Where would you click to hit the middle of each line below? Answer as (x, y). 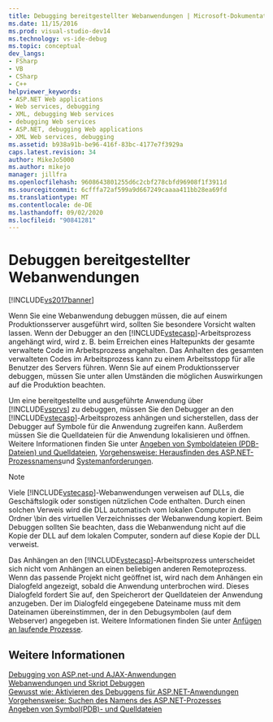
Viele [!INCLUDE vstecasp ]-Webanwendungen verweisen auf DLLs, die (126, 493)
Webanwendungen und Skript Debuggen (77, 683)
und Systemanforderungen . (107, 461)
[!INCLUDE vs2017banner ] (52, 300)
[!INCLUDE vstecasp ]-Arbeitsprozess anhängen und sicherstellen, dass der (133, 418)
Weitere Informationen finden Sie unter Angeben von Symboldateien (123, 444)
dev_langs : (27, 54)
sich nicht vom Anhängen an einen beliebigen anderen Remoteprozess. (128, 569)
